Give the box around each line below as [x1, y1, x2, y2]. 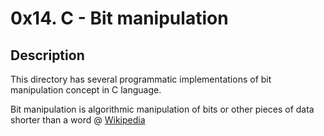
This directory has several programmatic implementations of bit [10, 73, 272, 85]
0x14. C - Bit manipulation [10, 7, 229, 30]
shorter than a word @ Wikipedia [10, 114, 146, 126]
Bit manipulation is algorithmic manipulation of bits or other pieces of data [10, 103, 315, 115]
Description [10, 47, 85, 64]
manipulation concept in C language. [10, 84, 162, 96]
